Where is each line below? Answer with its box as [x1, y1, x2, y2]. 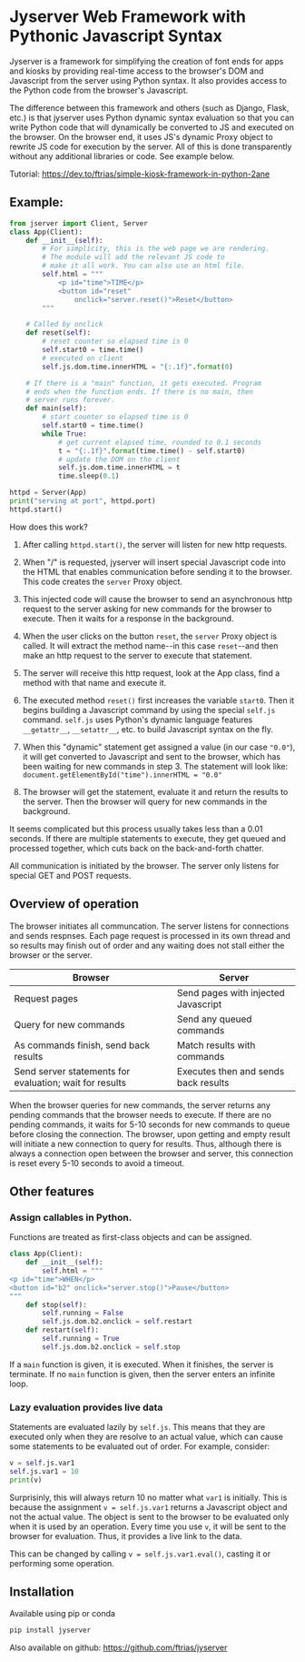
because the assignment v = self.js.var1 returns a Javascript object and [9, 1501, 288, 1512]
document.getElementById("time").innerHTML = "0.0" [22, 771, 222, 780]
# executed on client [42, 353, 124, 363]
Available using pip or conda [9, 1608, 116, 1619]
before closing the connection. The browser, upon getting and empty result [9, 1128, 290, 1139]
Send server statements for [14, 1064, 131, 1077]
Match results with [176, 1039, 256, 1052]
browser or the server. [9, 949, 93, 961]
